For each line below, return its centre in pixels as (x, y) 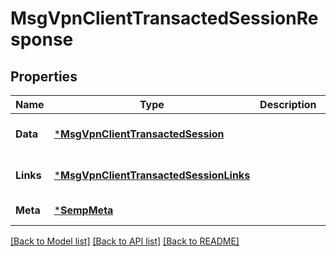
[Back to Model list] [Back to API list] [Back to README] (125, 241)
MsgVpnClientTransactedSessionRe (164, 18)
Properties (44, 76)
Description (288, 104)
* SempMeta (83, 210)
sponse (42, 39)
